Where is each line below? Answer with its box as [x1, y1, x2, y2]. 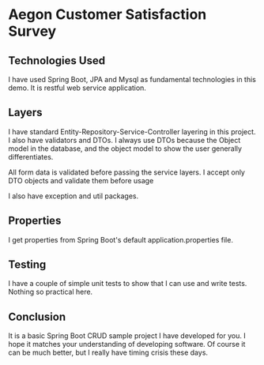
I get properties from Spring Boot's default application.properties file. [8, 235, 233, 244]
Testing [8, 258, 47, 272]
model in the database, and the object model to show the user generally [8, 144, 243, 153]
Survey [8, 22, 57, 40]
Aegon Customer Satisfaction [8, 6, 207, 24]
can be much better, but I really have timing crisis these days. [8, 348, 208, 357]
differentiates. [8, 152, 54, 161]
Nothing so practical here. [8, 287, 93, 297]
